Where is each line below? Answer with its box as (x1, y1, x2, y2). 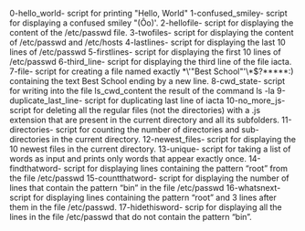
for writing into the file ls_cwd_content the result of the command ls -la (9, 86, 276, 96)
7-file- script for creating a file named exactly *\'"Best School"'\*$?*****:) (9, 66, 294, 77)
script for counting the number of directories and (55, 124, 240, 135)
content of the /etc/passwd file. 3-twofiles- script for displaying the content (9, 27, 294, 37)
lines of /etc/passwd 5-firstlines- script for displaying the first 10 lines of (9, 47, 281, 58)
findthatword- (9, 163, 62, 173)
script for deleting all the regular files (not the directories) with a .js (9, 105, 261, 115)
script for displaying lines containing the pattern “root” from (63, 163, 288, 173)
